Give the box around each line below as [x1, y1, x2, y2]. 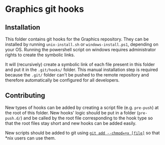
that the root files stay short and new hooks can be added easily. [5, 120, 137, 126]
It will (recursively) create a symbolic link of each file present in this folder [5, 62, 155, 67]
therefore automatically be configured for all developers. [5, 77, 120, 83]
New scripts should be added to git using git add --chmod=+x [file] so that [5, 130, 160, 136]
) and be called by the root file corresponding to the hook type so [20, 115, 153, 121]
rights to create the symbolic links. [5, 52, 75, 58]
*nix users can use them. [5, 135, 56, 141]
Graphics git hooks [5, 3, 84, 15]
